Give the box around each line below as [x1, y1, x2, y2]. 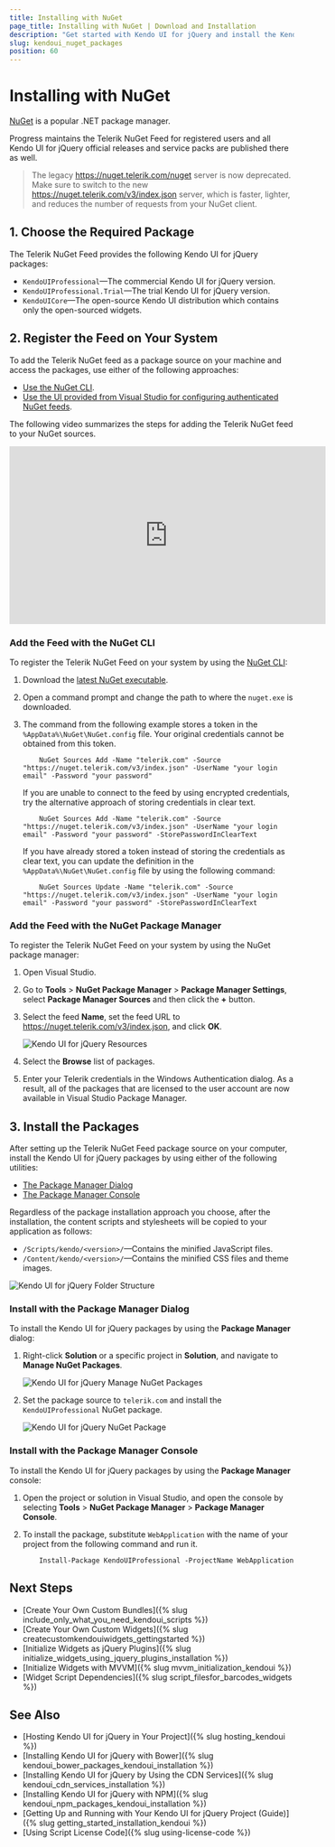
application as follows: [9, 1226, 93, 1237]
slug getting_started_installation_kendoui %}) [39, 1817, 207, 1829]
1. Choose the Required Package [9, 225, 195, 240]
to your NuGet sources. [9, 428, 97, 439]
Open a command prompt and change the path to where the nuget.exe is [22, 692, 293, 703]
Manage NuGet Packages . [22, 1360, 123, 1371]
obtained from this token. [22, 738, 116, 749]
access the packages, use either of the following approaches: [9, 364, 239, 375]
